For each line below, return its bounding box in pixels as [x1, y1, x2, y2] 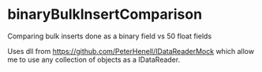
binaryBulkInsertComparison [7, 5, 203, 23]
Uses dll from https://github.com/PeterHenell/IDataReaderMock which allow [7, 46, 254, 56]
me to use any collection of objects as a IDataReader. [7, 55, 181, 64]
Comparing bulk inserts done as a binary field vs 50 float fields [7, 31, 212, 41]
